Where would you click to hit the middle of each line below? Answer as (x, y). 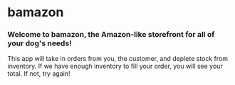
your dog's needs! (40, 43)
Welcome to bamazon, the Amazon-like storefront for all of (111, 35)
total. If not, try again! (39, 74)
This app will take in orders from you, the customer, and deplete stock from (117, 59)
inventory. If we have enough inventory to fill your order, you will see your (115, 66)
